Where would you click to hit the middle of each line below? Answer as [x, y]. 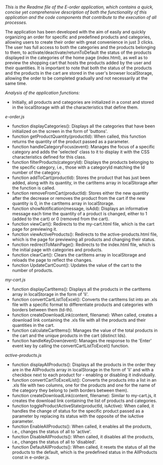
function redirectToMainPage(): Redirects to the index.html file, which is [83, 245]
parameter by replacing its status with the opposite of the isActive [78, 416]
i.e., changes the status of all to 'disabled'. [54, 442]
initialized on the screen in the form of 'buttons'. [60, 131]
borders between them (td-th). [43, 310]
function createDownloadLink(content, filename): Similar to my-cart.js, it [84, 395]
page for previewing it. [34, 229]
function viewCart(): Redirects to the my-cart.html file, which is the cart [83, 224]
